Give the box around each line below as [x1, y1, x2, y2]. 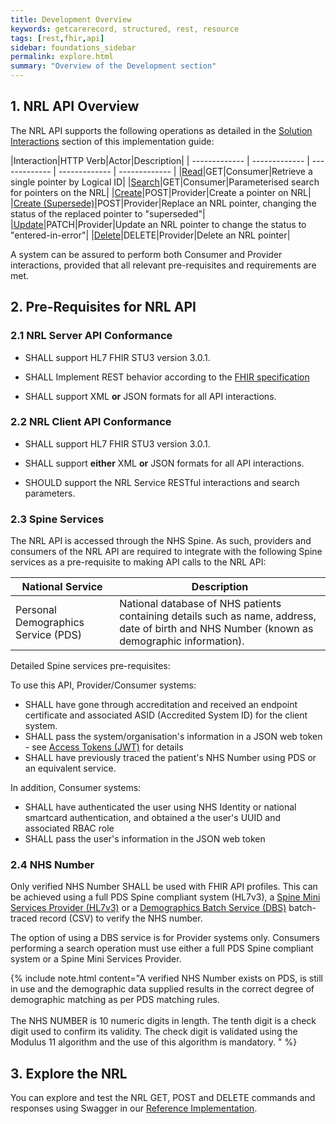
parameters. [24, 487, 76, 499]
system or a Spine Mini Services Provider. [10, 953, 182, 965]
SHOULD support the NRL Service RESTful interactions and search [24, 476, 300, 488]
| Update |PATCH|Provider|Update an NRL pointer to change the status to [10, 218, 307, 230]
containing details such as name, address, [119, 609, 317, 623]
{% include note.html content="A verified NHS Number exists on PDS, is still [10, 972, 324, 985]
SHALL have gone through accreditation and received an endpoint [24, 699, 298, 711]
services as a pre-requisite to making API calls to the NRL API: [10, 556, 267, 568]
